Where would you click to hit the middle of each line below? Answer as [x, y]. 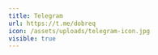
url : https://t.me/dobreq [52, 23]
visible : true [32, 38]
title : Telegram [36, 16]
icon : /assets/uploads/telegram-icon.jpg [79, 31]
